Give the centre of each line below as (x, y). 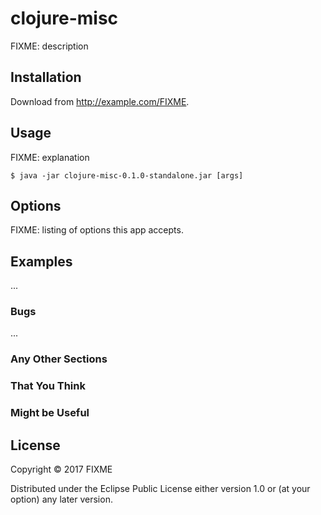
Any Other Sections (59, 359)
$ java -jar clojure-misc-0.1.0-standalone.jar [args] (127, 175)
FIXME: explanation (50, 157)
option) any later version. (61, 499)
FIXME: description (49, 46)
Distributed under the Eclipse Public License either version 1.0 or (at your (160, 489)
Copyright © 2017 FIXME (61, 469)
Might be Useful (50, 413)
